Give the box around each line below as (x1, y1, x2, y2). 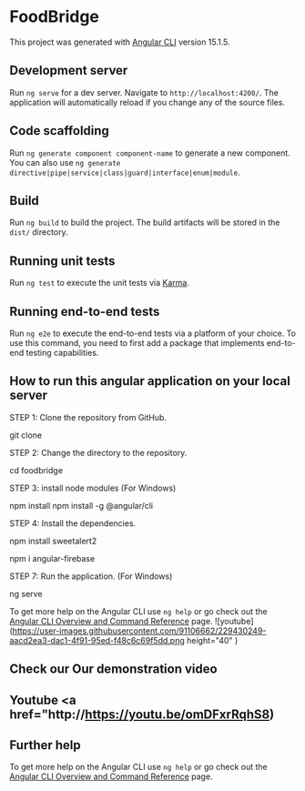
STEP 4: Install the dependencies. (9, 517, 137, 529)
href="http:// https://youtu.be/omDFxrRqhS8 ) (9, 706, 275, 722)
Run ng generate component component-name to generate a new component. (9, 147, 291, 158)
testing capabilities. (25, 348, 99, 358)
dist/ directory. (9, 227, 68, 238)
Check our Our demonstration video (9, 662, 218, 677)
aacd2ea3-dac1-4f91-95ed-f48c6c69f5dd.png (9, 634, 185, 645)
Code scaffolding (9, 123, 109, 138)
